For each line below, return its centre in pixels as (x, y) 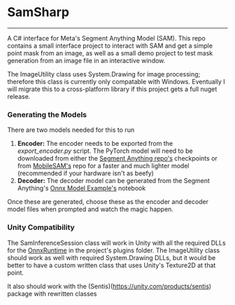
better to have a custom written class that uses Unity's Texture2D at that (112, 265)
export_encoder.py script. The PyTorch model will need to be (105, 151)
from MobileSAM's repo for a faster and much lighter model (103, 166)
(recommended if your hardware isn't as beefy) (85, 173)
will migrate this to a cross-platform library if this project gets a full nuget (112, 89)
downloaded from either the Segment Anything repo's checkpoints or (117, 158)
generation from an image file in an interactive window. (86, 60)
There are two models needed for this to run (71, 130)
